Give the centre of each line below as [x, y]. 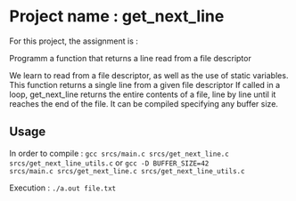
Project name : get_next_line [117, 16]
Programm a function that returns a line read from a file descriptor [130, 58]
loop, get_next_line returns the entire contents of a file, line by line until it [143, 94]
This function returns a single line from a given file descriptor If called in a [145, 84]
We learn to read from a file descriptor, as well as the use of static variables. [149, 75]
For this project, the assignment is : [74, 41]
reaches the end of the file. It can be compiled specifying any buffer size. [144, 103]
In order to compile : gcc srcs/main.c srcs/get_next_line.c [119, 153]
